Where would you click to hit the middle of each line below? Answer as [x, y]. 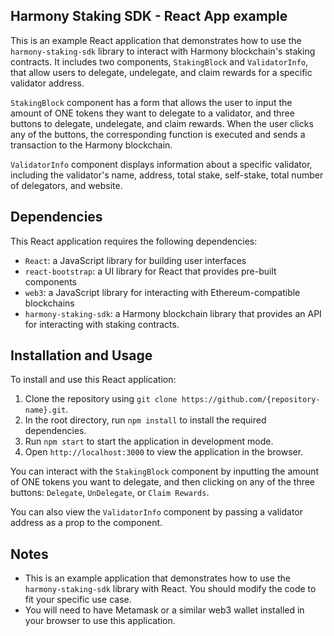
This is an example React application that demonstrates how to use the [156, 40]
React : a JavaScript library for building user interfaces [135, 260]
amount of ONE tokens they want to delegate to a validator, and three [152, 113]
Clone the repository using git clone [101, 399]
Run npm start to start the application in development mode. [149, 441]
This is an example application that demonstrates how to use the [157, 578]
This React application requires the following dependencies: [134, 241]
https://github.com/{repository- [251, 400]
